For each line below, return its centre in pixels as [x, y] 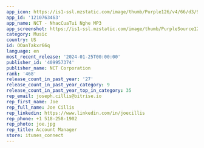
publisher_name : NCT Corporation [49, 68]
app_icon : [19, 12]
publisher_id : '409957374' [40, 62]
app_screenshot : [27, 29]
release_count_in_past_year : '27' [50, 79]
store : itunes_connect [35, 136]
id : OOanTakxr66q [28, 46]
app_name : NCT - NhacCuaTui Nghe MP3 [54, 23]
